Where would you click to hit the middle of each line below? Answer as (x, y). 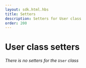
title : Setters (20, 14)
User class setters (43, 47)
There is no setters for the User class (42, 61)
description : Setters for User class (43, 18)
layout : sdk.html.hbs (27, 9)
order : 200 (16, 23)
